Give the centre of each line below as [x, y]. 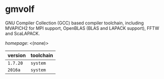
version [17, 55]
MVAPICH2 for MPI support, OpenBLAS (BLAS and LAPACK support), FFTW [82, 28]
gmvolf [20, 9]
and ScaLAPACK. [22, 33]
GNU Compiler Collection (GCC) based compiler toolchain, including [75, 23]
